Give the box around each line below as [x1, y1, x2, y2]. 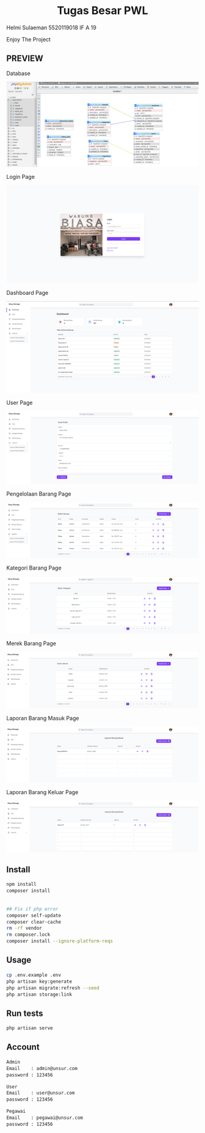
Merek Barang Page [6, 640, 57, 647]
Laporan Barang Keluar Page [6, 788, 79, 795]
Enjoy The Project [6, 35, 51, 43]
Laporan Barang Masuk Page [6, 715, 79, 722]
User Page [6, 399, 33, 406]
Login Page [6, 173, 35, 181]
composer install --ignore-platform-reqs [6, 938, 113, 944]
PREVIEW [6, 53, 44, 64]
